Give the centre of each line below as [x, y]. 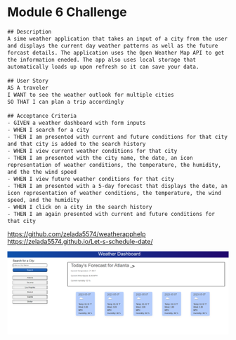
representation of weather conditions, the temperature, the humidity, [114, 165]
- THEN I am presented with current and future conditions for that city [118, 137]
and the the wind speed [42, 172]
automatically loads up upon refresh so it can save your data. [103, 67]
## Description [29, 32]
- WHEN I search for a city [48, 130]
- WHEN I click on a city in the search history [80, 207]
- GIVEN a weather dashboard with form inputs [77, 123]
